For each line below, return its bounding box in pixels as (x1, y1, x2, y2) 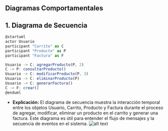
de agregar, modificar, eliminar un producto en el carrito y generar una (12, 110, 158, 116)
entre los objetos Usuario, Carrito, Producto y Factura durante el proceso (12, 104, 163, 110)
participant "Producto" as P (5, 48, 66, 53)
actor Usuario (5, 39, 35, 44)
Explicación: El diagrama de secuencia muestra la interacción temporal (12, 99, 160, 105)
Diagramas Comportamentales (5, 4, 104, 13)
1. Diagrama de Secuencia (5, 21, 88, 30)
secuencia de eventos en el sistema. (12, 120, 88, 126)
